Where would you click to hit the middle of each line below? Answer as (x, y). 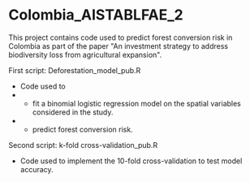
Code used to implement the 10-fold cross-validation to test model (131, 161)
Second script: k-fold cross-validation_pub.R (83, 145)
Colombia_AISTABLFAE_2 (96, 15)
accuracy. (37, 169)
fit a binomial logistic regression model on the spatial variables (137, 103)
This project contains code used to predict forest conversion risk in (121, 37)
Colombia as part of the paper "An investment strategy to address (119, 45)
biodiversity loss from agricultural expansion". (85, 54)
